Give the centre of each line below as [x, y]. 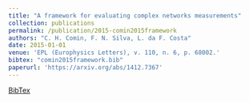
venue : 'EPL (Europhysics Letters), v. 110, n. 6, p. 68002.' [114, 53]
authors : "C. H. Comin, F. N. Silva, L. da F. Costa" [100, 38]
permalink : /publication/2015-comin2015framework [93, 30]
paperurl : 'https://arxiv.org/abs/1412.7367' [85, 68]
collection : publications [51, 23]
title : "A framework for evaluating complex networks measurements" [125, 16]
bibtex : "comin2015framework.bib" [66, 61]
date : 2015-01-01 [37, 45]
